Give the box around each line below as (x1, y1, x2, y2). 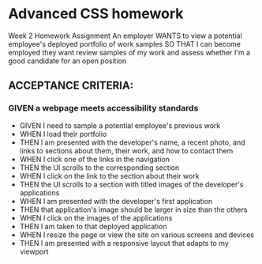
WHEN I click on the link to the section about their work (19, 171, 200, 180)
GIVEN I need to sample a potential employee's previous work (19, 120, 221, 130)
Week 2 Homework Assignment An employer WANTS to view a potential (8, 31, 242, 40)
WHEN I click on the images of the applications (19, 213, 173, 222)
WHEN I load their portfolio (19, 129, 107, 138)
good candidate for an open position (8, 56, 127, 66)
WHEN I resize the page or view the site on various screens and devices (19, 230, 255, 239)
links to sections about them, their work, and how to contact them (19, 145, 234, 155)
